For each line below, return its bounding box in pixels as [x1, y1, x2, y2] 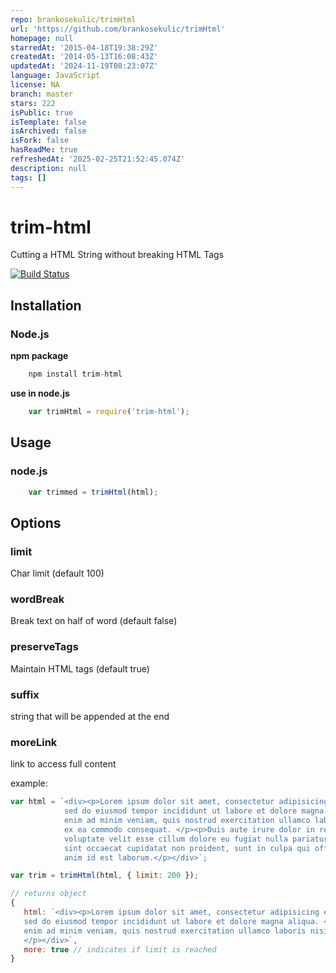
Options [10, 514, 62, 531]
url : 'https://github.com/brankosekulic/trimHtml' [10, 24, 226, 34]
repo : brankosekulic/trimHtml [10, 14, 137, 25]
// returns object [10, 889, 87, 899]
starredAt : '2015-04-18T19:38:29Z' [10, 42, 159, 53]
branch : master [10, 89, 74, 99]
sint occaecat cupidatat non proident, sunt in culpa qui [63, 843, 311, 853]
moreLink [10, 735, 58, 749]
